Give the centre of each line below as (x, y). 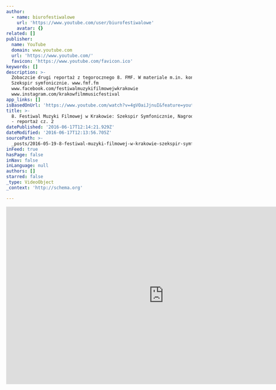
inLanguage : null (27, 166)
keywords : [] (22, 67)
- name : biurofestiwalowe (43, 17)
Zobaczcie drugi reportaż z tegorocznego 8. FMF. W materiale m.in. (97, 78)
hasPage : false (25, 154)
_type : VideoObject (30, 182)
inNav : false (22, 160)
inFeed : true (22, 149)
